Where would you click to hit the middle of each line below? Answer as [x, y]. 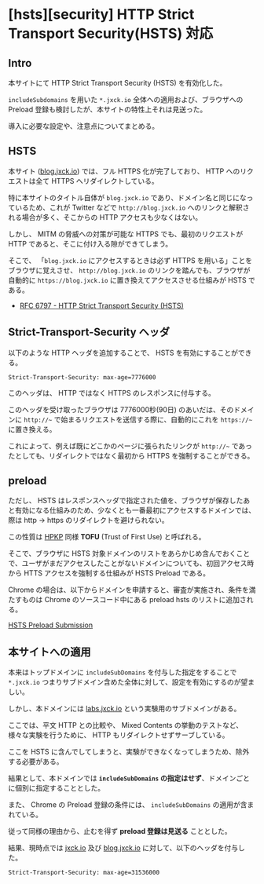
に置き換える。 [32, 429]
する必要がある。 [36, 762]
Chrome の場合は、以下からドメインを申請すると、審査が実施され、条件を [128, 590]
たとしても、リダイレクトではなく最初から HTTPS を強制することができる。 [131, 455]
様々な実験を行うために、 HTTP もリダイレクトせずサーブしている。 [119, 735]
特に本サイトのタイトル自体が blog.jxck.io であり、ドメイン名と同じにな [128, 197]
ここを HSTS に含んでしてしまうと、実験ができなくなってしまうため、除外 [129, 752]
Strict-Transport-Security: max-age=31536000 [84, 873]
